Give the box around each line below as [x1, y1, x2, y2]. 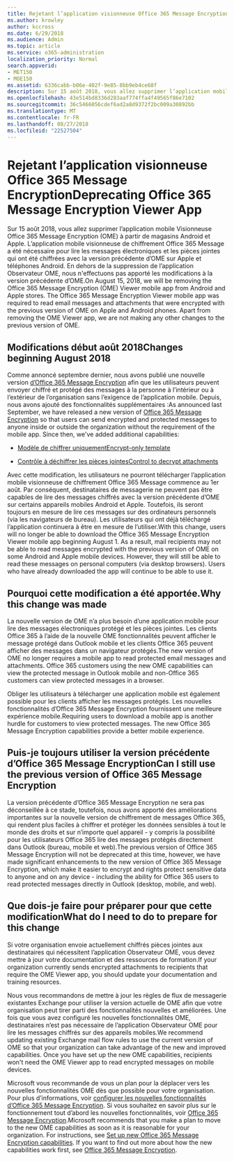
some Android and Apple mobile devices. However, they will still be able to [7, 552, 221, 561]
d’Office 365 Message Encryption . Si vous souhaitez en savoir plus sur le [7, 1101, 217, 1109]
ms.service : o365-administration [7, 50, 104, 57]
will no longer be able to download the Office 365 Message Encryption [7, 530, 210, 538]
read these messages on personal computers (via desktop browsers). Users [7, 560, 226, 568]
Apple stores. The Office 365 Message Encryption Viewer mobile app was [7, 291, 219, 300]
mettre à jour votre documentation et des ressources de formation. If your [7, 955, 217, 963]
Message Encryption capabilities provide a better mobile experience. [7, 727, 205, 735]
